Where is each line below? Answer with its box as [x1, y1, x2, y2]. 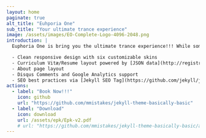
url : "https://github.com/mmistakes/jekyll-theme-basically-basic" [17, 100, 193, 106]
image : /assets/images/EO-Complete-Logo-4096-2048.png [6, 32, 150, 38]
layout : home [6, 9, 40, 15]
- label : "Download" [12, 105, 64, 112]
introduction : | [6, 37, 48, 44]
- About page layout [12, 66, 64, 72]
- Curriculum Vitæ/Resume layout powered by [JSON [12, 59, 144, 66]
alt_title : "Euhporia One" [6, 20, 75, 26]
